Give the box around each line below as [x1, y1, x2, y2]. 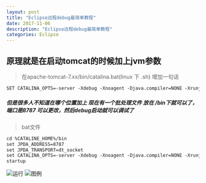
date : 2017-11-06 [6, 20, 51, 26]
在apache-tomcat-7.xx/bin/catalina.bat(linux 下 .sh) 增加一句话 [21, 73, 179, 80]
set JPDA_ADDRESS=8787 [6, 141, 64, 147]
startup [6, 158, 26, 165]
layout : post [6, 9, 40, 15]
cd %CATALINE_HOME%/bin [6, 135, 67, 142]
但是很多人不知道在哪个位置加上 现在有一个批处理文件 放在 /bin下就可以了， [6, 99, 198, 107]
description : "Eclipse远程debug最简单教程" [6, 26, 113, 32]
